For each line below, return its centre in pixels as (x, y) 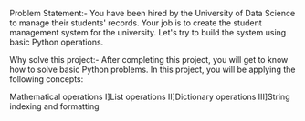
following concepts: (47, 79)
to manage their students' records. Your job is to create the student (136, 23)
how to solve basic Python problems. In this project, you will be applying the (152, 69)
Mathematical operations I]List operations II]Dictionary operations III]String (150, 96)
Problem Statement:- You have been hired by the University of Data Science (152, 13)
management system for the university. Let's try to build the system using (148, 32)
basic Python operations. (57, 42)
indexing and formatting (54, 106)
